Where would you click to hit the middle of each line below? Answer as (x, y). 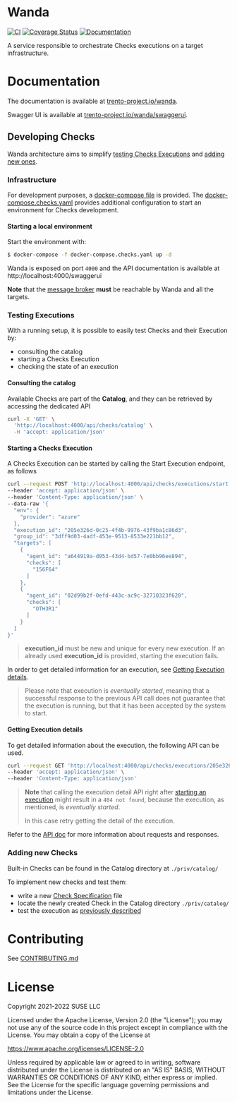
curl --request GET (36, 765)
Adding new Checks (43, 853)
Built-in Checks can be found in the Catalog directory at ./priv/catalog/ (113, 868)
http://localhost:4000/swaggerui (55, 276)
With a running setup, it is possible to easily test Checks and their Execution (117, 331)
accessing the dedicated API (49, 406)
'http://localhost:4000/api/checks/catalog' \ (83, 425)
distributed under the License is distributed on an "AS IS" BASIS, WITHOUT (116, 1070)
